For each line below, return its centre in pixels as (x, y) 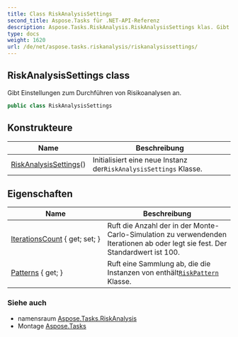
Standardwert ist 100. (144, 253)
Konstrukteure (40, 128)
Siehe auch (27, 303)
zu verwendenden (196, 235)
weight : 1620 (27, 40)
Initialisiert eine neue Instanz (140, 160)
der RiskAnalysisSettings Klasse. (147, 169)
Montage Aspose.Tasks (52, 326)
